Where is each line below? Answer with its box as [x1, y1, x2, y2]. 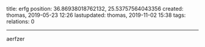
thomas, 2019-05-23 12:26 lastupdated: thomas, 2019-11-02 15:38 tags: [6, 11, 186, 19]
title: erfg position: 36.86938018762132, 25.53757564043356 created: [6, 5, 184, 12]
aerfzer [6, 36, 25, 42]
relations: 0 [6, 18, 35, 25]
